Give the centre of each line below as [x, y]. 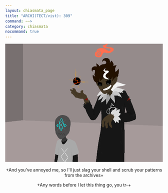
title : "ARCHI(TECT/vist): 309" [39, 16]
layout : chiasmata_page [30, 10]
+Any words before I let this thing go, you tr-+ [84, 185]
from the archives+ [84, 175]
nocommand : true [22, 32]
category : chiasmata [27, 26]
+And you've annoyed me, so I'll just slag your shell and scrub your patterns [84, 170]
